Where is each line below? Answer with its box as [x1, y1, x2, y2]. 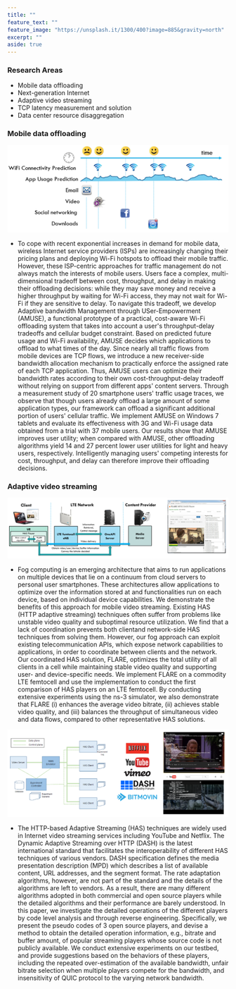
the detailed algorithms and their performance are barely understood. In [17, 899, 226, 907]
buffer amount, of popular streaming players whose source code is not [17, 936, 223, 945]
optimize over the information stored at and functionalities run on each [17, 587, 222, 596]
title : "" [7, 11, 37, 18]
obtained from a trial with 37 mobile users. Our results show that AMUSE [17, 426, 228, 435]
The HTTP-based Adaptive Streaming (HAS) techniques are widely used [17, 824, 227, 833]
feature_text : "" [7, 18, 58, 26]
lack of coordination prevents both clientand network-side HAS [17, 625, 200, 634]
